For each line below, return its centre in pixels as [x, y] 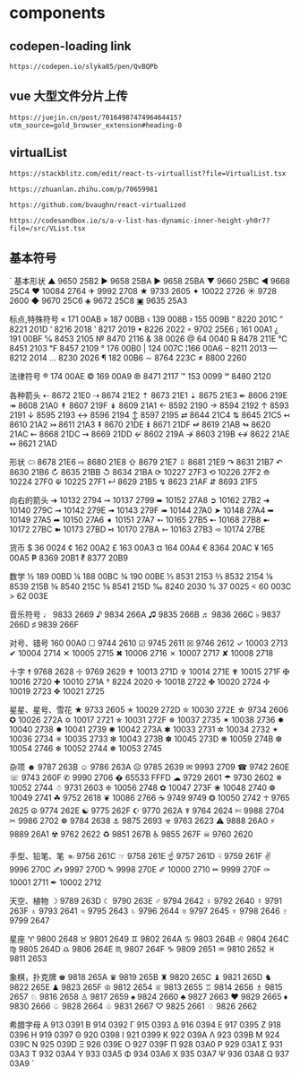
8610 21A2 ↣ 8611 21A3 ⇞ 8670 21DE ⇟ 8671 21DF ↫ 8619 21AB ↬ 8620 [140, 425]
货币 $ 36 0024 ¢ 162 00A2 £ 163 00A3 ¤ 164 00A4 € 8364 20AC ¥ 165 [142, 548]
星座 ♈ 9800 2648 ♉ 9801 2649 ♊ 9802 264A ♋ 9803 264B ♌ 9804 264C [149, 939]
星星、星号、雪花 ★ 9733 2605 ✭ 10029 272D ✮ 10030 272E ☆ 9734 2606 [149, 710]
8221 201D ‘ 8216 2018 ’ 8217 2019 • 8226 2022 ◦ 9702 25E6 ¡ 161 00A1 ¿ [144, 329]
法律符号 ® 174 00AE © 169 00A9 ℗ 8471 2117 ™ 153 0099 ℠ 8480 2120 [140, 377]
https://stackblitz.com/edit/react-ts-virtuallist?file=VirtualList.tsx [148, 173]
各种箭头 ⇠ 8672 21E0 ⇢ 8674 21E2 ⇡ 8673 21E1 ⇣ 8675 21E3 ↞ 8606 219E [149, 395]
